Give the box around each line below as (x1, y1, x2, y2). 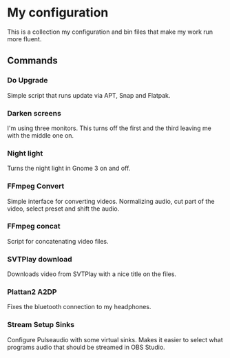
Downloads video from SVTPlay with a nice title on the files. (7, 270, 177, 278)
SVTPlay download (7, 254, 72, 264)
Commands (7, 55, 59, 67)
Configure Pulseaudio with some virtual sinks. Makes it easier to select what (7, 335, 224, 344)
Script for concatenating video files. (7, 237, 109, 245)
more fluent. (7, 34, 42, 43)
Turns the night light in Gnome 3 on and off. (7, 164, 131, 173)
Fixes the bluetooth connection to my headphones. (7, 303, 151, 311)
